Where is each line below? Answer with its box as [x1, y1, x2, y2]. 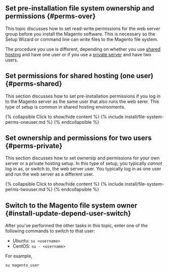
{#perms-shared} [5, 80, 62, 88]
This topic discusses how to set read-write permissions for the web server [5, 25, 160, 31]
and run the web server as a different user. [5, 171, 95, 177]
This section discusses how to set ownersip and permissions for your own [5, 155, 160, 161]
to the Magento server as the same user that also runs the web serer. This [5, 98, 159, 105]
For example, [5, 253, 33, 259]
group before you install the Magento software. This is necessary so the [5, 30, 155, 37]
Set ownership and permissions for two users [5, 134, 152, 143]
